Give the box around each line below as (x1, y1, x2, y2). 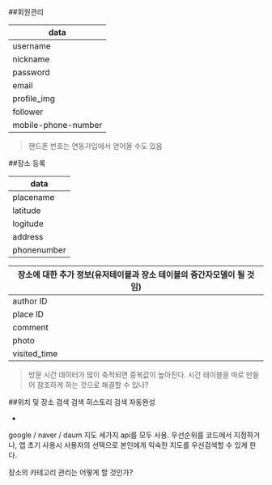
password (12, 67, 50, 78)
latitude (12, 205, 41, 216)
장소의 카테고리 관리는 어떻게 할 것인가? (8, 468, 134, 477)
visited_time (12, 348, 58, 359)
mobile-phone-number (12, 120, 103, 130)
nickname (12, 53, 50, 65)
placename (12, 192, 55, 202)
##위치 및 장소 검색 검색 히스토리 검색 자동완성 (8, 398, 156, 406)
